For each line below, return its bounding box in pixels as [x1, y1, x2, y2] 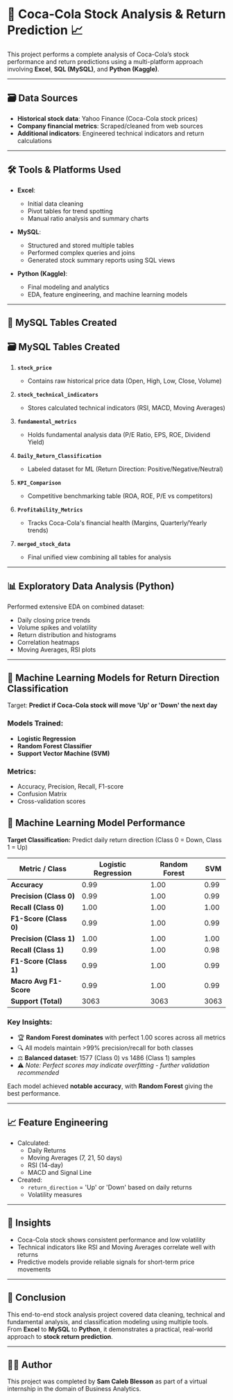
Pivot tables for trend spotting [27, 206, 113, 215]
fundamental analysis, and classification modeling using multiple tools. [7, 1317, 209, 1326]
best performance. [7, 1089, 61, 1098]
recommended [17, 1069, 60, 1077]
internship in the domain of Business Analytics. [7, 1385, 141, 1393]
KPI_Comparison [17, 479, 62, 486]
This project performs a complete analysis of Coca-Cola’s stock [7, 50, 189, 58]
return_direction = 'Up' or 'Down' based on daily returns [27, 1183, 192, 1191]
